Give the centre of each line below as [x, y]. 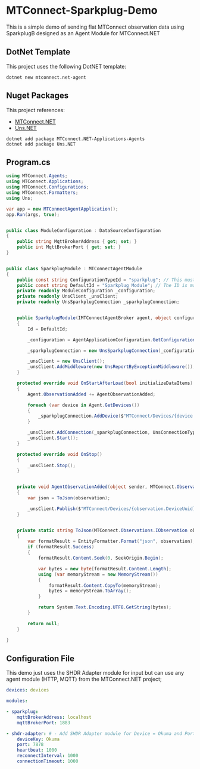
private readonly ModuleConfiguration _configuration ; [86, 291]
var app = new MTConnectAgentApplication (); [62, 209]
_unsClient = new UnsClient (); [66, 362]
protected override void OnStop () [60, 454]
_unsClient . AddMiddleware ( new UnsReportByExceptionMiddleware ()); [112, 367]
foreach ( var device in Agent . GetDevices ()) [84, 405]
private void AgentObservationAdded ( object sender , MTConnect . [97, 487]
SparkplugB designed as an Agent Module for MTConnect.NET [83, 33]
